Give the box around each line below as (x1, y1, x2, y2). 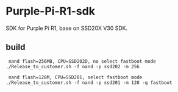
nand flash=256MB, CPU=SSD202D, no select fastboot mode (8, 58, 156, 65)
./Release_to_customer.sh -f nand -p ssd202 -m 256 (5, 63, 140, 69)
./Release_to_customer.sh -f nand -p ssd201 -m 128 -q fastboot (5, 79, 173, 86)
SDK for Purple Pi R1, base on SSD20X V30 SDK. (5, 24, 128, 32)
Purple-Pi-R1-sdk (5, 4, 96, 18)
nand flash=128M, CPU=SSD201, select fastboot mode (8, 74, 143, 80)
